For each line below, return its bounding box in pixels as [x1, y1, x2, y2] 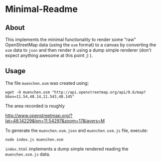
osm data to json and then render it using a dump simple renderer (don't [5, 47, 152, 53]
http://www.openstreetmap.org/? [5, 112, 73, 118]
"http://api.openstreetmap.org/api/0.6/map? [52, 90, 146, 95]
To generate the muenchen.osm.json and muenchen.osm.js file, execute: [5, 127, 149, 133]
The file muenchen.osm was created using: [5, 80, 89, 86]
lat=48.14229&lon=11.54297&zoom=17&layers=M [5, 118, 105, 124]
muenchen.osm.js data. [5, 151, 51, 157]
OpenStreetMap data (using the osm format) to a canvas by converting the [5, 42, 157, 48]
